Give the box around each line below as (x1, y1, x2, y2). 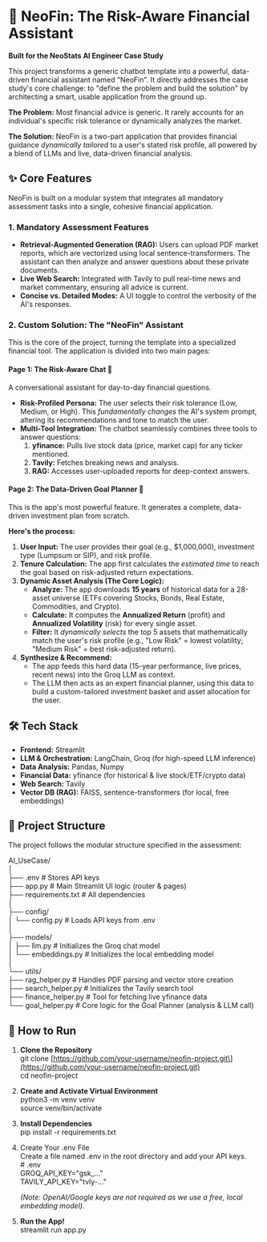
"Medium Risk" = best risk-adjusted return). (31, 644, 176, 653)
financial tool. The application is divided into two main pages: (8, 346, 211, 356)
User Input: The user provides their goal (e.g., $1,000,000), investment (19, 541, 255, 552)
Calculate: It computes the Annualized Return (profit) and (31, 609, 225, 620)
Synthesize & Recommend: (19, 653, 112, 662)
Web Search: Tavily (19, 779, 86, 788)
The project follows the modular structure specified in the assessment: (8, 840, 242, 850)
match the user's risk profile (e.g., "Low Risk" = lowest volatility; (31, 635, 244, 645)
